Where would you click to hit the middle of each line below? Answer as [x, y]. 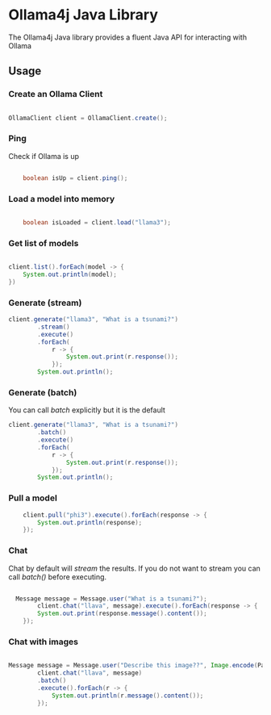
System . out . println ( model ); [70, 275]
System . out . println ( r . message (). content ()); [127, 696]
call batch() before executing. [58, 577]
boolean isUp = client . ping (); [75, 178]
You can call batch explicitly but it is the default [87, 410]
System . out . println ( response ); [90, 522]
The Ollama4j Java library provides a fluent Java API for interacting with [128, 37]
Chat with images [44, 642]
